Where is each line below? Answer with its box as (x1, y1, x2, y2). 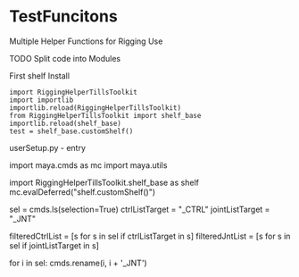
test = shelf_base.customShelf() (9, 127, 134, 136)
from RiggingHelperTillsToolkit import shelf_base (9, 111, 202, 120)
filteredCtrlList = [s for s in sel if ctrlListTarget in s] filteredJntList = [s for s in (9, 231, 291, 241)
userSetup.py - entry (9, 142, 87, 153)
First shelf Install (9, 70, 70, 81)
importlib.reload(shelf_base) (9, 119, 122, 128)
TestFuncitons (9, 6, 118, 27)
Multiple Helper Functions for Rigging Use (9, 36, 163, 46)
